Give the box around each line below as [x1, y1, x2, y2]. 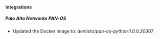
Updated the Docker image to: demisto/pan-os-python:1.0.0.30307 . [12, 28, 155, 34]
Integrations [5, 4, 32, 10]
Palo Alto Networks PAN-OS [5, 15, 66, 21]
